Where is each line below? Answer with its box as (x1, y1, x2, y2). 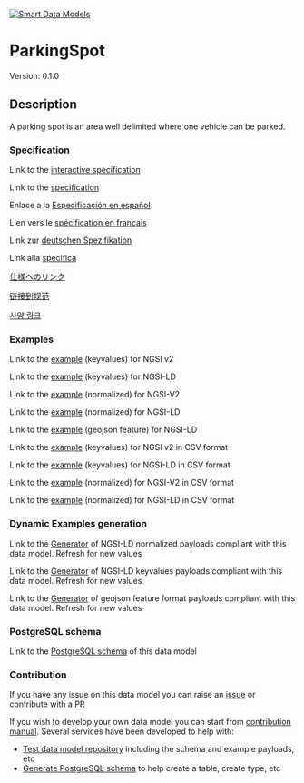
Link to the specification (9, 182, 100, 193)
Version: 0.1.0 (9, 70, 60, 81)
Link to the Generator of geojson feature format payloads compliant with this (9, 592, 296, 604)
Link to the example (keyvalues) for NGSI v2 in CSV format (9, 442, 229, 453)
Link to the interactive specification (9, 165, 141, 176)
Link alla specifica (9, 253, 77, 264)
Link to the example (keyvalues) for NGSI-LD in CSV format (9, 459, 231, 470)
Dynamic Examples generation (9, 517, 148, 530)
